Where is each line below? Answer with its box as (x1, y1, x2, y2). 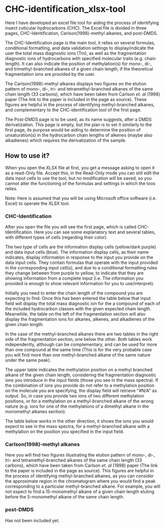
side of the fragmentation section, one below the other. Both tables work (5, 336, 153, 342)
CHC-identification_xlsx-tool (5, 3, 126, 15)
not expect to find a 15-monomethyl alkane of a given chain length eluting (5, 489, 154, 495)
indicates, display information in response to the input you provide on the (5, 255, 154, 261)
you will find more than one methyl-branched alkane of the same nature (5, 352, 151, 358)
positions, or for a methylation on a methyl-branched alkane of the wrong (5, 398, 154, 404)
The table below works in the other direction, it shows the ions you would (5, 418, 154, 424)
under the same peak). (5, 357, 51, 363)
